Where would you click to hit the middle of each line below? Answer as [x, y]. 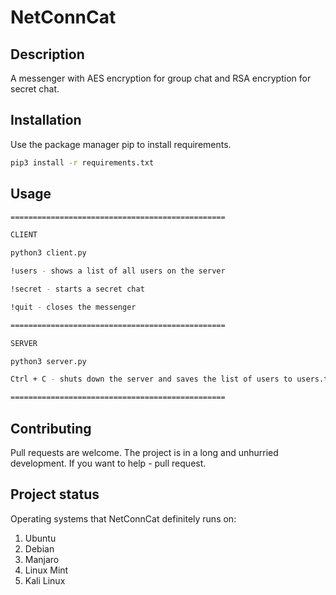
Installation [46, 120]
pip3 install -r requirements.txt [82, 162]
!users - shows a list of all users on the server [118, 271]
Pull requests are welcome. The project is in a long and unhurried [144, 452]
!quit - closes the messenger [73, 307]
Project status [55, 494]
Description [47, 54]
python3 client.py [48, 253]
